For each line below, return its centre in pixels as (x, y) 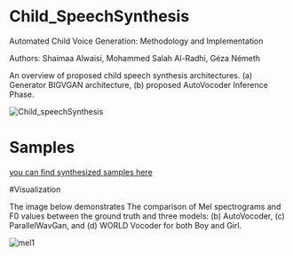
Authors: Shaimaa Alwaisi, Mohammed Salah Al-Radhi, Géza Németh (135, 58)
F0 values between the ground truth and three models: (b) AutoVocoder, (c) (147, 216)
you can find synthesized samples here (81, 172)
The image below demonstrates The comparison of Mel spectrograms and (145, 206)
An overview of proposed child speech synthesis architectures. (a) (131, 75)
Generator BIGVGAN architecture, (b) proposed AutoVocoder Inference (139, 84)
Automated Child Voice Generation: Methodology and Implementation (136, 41)
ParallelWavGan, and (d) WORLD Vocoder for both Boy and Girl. (126, 225)
